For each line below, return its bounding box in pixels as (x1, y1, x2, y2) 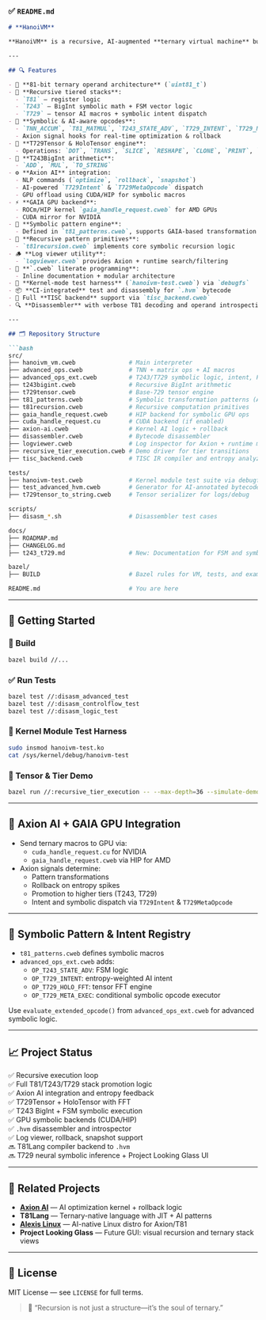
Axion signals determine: (19, 863, 101, 873)
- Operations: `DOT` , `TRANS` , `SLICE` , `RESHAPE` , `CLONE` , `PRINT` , (15, 146, 253, 155)
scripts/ (8, 505, 37, 514)
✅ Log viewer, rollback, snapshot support (8, 1133, 143, 1143)
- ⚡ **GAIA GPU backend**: (8, 198, 97, 207)
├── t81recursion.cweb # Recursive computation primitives (8, 403, 249, 411)
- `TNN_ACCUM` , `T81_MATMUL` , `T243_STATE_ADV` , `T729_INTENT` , (15, 125, 232, 133)
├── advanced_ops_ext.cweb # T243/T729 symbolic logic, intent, (8, 374, 253, 381)
